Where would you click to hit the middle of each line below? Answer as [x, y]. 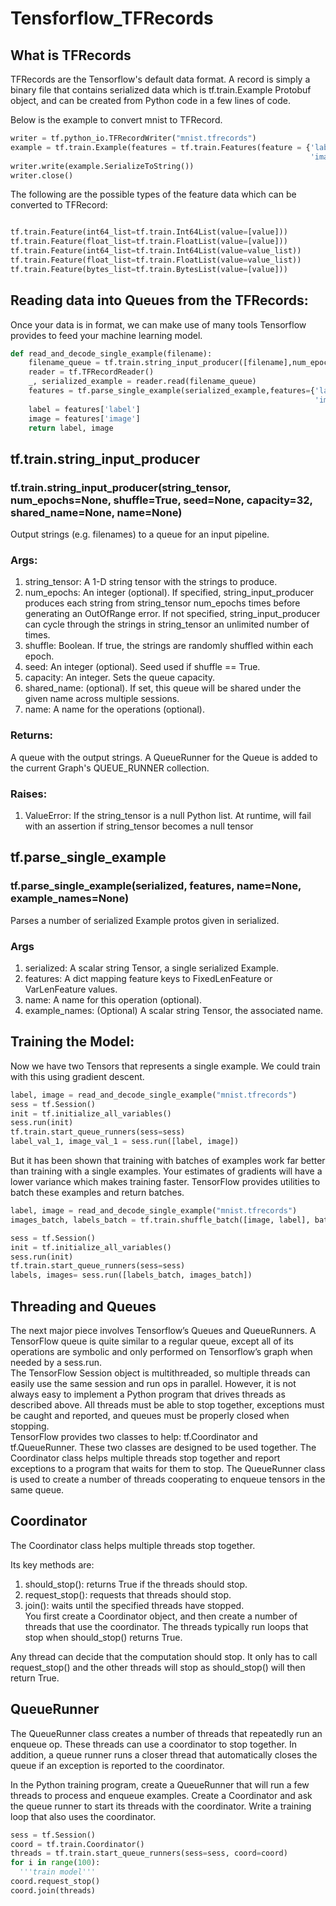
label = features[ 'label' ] [84, 409]
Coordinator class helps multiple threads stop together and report [145, 1458]
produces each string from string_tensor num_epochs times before [162, 603]
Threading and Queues [83, 1306]
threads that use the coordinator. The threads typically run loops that [166, 1626]
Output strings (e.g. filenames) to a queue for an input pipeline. [140, 534]
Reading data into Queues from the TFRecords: [159, 300]
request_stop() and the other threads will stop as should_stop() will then [158, 1667]
